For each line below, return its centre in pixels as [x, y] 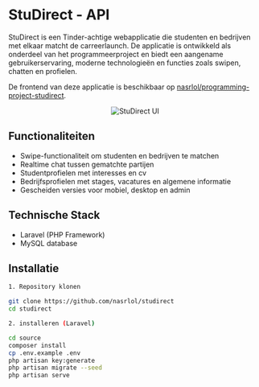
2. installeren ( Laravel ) [51, 323]
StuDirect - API [59, 15]
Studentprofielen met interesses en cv [83, 173]
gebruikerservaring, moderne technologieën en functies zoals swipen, [125, 63]
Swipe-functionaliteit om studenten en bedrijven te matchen [119, 155]
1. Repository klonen [45, 287]
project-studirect [36, 95]
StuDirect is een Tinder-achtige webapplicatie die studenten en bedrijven [129, 37]
